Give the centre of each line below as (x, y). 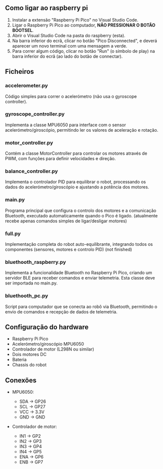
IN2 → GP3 (31, 441)
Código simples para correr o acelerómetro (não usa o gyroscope (71, 96)
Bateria (19, 360)
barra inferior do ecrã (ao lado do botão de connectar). (67, 56)
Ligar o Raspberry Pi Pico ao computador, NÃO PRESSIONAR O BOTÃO (84, 25)
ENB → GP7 (31, 462)
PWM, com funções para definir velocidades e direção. (61, 159)
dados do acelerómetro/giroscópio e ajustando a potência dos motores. (77, 187)
